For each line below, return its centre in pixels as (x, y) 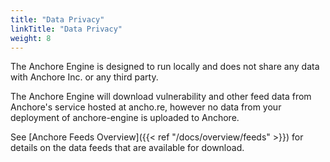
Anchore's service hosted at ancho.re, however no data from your (146, 107)
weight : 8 (31, 38)
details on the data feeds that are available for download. (127, 148)
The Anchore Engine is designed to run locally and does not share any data (165, 67)
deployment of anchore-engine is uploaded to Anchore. (125, 118)
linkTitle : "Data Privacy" (66, 29)
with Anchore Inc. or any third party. (84, 77)
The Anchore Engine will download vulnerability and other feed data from (161, 97)
